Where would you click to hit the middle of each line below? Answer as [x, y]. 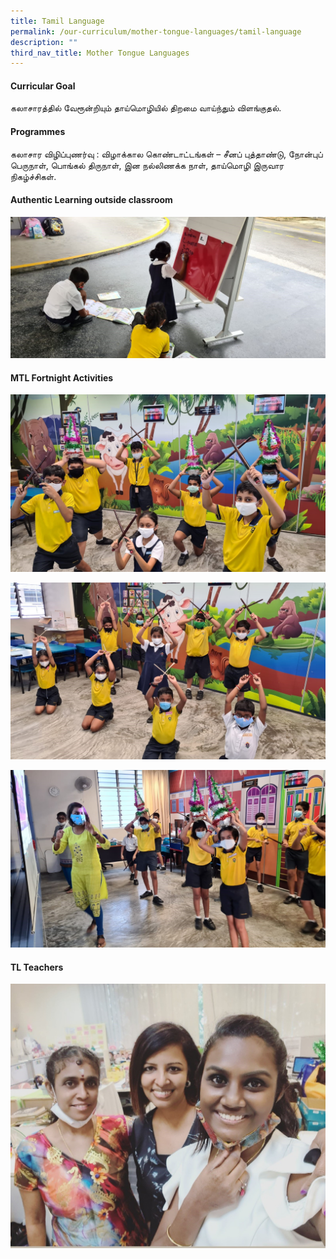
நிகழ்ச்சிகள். [33, 176]
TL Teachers [37, 967]
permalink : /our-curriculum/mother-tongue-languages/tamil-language [156, 31]
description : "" [44, 42]
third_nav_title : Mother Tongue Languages [100, 53]
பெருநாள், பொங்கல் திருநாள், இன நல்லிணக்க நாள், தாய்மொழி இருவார [147, 165]
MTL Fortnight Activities [62, 377]
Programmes [38, 132]
